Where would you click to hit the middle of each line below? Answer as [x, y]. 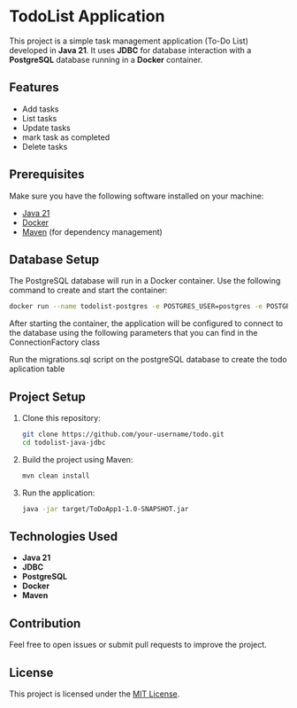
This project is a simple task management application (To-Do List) [129, 41]
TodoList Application [87, 16]
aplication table [37, 369]
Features [34, 87]
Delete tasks [45, 146]
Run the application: [58, 493]
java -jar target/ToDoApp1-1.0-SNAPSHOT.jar [105, 509]
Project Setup [48, 397]
